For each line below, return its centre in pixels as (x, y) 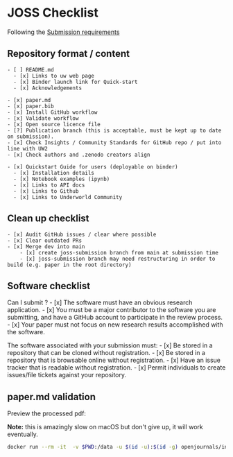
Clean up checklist (48, 219)
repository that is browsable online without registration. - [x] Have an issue (114, 360)
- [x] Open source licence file (54, 124)
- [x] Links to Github (46, 191)
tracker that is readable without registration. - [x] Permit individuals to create (116, 368)
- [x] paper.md (29, 100)
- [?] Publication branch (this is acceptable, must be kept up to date (114, 130)
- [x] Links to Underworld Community (68, 197)
